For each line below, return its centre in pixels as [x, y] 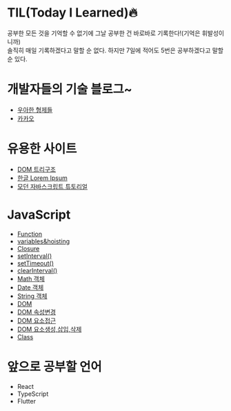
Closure [28, 248]
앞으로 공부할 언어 [54, 367]
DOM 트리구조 [37, 169]
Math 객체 [31, 279]
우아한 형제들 [35, 110]
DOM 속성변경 [37, 312]
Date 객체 [30, 287]
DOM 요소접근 [37, 320]
